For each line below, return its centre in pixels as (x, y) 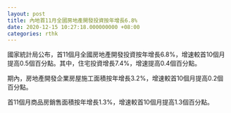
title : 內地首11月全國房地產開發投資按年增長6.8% (73, 20)
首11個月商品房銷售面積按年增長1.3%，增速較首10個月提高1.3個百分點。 (110, 102)
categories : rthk (33, 34)
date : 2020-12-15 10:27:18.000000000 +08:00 (74, 27)
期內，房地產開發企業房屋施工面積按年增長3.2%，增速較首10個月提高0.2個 (115, 78)
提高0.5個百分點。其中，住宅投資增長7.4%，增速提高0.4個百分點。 (104, 64)
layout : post (26, 14)
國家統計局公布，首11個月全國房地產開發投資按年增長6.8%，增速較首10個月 (116, 54)
